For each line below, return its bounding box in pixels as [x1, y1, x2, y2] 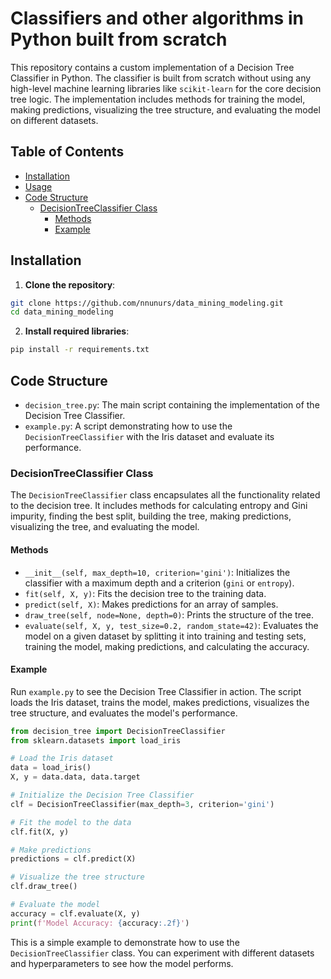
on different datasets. [10, 114, 99, 126]
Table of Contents [10, 143, 125, 161]
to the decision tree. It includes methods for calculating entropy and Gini [10, 500, 308, 512]
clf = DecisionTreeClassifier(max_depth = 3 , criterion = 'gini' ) [10, 799, 275, 809]
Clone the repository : [24, 278, 116, 291]
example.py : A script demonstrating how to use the [24, 420, 233, 432]
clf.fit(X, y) [10, 827, 70, 837]
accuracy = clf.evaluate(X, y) [10, 908, 141, 919]
